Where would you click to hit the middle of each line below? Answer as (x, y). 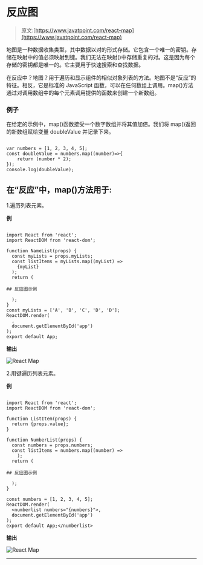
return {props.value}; (40, 424)
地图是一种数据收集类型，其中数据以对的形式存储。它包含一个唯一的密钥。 (99, 50)
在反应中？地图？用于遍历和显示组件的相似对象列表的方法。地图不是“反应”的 (101, 77)
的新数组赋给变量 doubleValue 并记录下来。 (60, 132)
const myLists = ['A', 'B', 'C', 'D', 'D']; (63, 310)
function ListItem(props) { (42, 419)
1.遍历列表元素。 (27, 206)
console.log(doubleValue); (40, 170)
